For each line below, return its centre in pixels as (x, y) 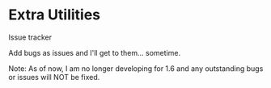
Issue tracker (30, 37)
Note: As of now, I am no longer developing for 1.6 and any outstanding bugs (136, 68)
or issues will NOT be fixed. (54, 77)
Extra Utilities (55, 15)
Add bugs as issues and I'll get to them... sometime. (94, 52)
